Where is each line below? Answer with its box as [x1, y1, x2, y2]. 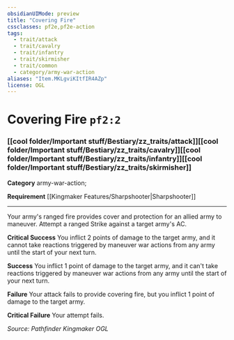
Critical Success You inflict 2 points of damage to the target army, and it [7, 233, 216, 242]
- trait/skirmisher [13, 56, 70, 63]
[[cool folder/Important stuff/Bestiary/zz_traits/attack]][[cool [7, 137, 219, 147]
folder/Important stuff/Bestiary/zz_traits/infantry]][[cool [7, 154, 203, 164]
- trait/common [13, 62, 58, 69]
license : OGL [7, 82, 45, 89]
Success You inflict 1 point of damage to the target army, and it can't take [7, 261, 218, 269]
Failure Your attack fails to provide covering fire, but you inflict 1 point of [7, 290, 214, 298]
